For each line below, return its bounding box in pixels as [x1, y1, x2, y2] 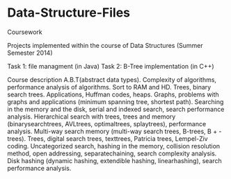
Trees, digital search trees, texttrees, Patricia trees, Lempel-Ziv [27, 134, 208, 143]
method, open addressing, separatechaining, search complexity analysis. [7, 149, 217, 157]
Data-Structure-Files [7, 5, 131, 21]
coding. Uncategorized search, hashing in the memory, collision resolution [7, 142, 221, 150]
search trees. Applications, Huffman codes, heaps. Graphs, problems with [7, 90, 219, 99]
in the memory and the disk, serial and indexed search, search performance [7, 105, 225, 113]
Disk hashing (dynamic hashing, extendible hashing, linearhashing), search [7, 156, 223, 164]
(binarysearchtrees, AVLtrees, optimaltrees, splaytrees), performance [7, 119, 207, 128]
